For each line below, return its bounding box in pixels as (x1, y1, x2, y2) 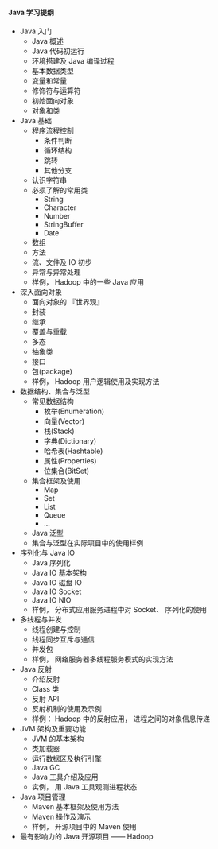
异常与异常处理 (31, 267, 81, 277)
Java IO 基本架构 (31, 568, 88, 578)
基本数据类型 (31, 66, 74, 76)
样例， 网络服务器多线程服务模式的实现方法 (31, 654, 173, 664)
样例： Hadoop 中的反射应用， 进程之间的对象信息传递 (31, 714, 211, 723)
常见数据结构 (31, 397, 74, 406)
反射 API (31, 694, 60, 704)
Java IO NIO (31, 595, 72, 605)
